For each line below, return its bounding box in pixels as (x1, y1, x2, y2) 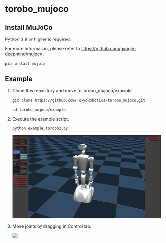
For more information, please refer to (5, 46, 80, 51)
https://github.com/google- (81, 46, 137, 51)
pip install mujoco (5, 61, 45, 66)
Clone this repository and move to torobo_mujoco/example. (12, 87, 133, 93)
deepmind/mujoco (5, 51, 42, 57)
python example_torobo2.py (12, 126, 68, 131)
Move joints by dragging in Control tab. (12, 223, 92, 229)
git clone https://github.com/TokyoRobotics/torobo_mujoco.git (12, 98, 146, 103)
